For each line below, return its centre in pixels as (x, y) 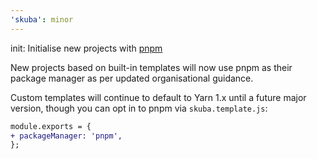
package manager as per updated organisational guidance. (132, 78)
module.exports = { (51, 126)
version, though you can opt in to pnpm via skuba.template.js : (139, 108)
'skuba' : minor (42, 19)
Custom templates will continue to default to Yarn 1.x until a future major (158, 97)
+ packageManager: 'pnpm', (66, 136)
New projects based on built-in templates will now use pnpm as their (151, 67)
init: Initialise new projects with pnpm (86, 48)
